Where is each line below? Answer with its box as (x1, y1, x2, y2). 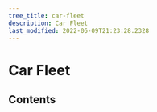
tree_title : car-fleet (8, 11, 85, 20)
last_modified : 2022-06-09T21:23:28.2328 (8, 26, 150, 34)
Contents (8, 93, 56, 106)
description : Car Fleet (8, 19, 89, 27)
